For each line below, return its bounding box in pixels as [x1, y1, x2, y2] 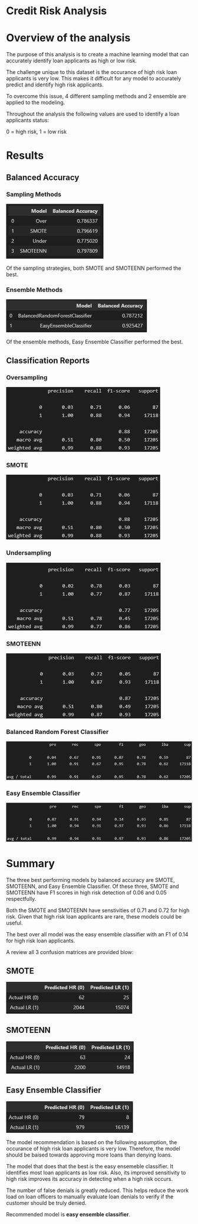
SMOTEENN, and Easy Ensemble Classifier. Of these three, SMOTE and [6, 883, 179, 890]
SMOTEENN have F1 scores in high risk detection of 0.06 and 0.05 [6, 889, 167, 896]
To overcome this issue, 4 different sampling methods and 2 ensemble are [6, 93, 187, 100]
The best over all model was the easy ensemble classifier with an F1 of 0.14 [6, 931, 189, 938]
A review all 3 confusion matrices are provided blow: [6, 949, 134, 956]
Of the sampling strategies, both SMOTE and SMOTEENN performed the [6, 265, 181, 272]
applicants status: [6, 117, 49, 124]
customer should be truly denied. [6, 1199, 87, 1206]
